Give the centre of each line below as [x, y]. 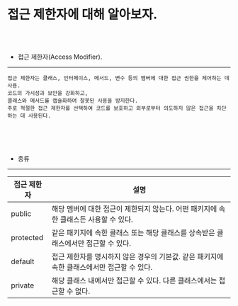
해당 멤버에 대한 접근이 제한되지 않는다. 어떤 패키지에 [135, 208]
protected [27, 237]
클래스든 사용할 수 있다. [96, 219]
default [23, 261]
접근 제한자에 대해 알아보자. [83, 15]
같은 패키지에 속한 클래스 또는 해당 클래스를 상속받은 [134, 232]
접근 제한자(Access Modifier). [60, 57]
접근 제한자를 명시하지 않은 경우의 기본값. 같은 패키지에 [138, 256]
